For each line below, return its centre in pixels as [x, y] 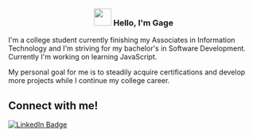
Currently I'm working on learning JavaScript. [83, 57]
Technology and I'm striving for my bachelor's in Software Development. [127, 48]
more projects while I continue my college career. [89, 81]
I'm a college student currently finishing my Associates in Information [122, 40]
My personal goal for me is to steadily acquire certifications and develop [127, 72]
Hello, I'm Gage [143, 22]
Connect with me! [53, 106]
